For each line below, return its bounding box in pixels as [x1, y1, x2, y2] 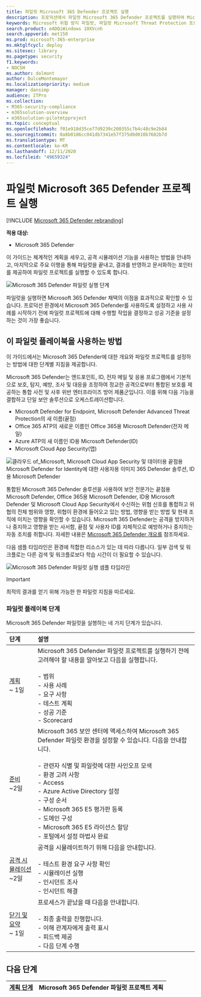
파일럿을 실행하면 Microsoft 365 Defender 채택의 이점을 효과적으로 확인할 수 [6, 294, 187, 302]
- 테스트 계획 [37, 699, 73, 708]
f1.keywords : [6, 59, 39, 65]
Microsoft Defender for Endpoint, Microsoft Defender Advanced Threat [14, 408, 190, 415]
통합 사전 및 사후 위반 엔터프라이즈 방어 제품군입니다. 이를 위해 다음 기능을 [22, 389, 194, 396]
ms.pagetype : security [6, 53, 63, 59]
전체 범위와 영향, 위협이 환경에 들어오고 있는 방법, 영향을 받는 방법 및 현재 [17, 508, 188, 515]
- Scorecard [37, 716, 73, 724]
